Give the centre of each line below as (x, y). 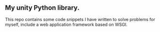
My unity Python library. (42, 8)
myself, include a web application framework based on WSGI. (66, 24)
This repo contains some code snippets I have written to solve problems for (80, 19)
